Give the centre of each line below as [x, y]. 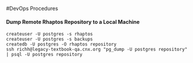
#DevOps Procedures [32, 8]
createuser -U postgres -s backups [50, 39]
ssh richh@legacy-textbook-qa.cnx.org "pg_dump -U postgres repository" [97, 50]
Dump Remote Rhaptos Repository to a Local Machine [73, 22]
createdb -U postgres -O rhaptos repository [61, 44]
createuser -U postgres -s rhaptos [50, 34]
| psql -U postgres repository [44, 55]
